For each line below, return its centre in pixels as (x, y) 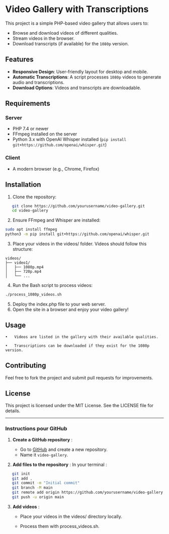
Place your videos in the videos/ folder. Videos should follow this (79, 244)
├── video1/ (18, 263)
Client (13, 158)
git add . (22, 478)
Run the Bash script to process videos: (53, 285)
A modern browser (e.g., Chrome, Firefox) (56, 169)
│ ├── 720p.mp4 (23, 272)
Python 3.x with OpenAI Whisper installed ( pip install (69, 139)
